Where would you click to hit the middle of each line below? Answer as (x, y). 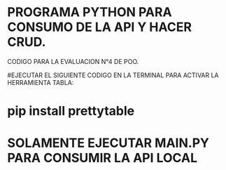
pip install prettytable (71, 111)
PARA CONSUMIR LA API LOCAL (103, 158)
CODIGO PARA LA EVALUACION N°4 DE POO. (73, 61)
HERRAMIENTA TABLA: (41, 82)
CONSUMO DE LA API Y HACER (100, 27)
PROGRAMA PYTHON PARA (90, 12)
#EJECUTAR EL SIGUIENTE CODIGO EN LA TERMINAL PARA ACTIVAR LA (113, 75)
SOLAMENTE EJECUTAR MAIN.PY (108, 143)
